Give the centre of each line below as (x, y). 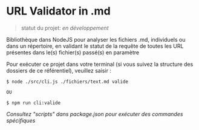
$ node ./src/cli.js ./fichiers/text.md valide (67, 82)
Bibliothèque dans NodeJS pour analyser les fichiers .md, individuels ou (96, 39)
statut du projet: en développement (65, 28)
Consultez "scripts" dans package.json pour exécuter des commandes (95, 114)
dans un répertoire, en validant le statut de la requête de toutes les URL (95, 46)
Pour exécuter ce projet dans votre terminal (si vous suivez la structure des (100, 64)
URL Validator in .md (58, 11)
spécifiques (21, 120)
